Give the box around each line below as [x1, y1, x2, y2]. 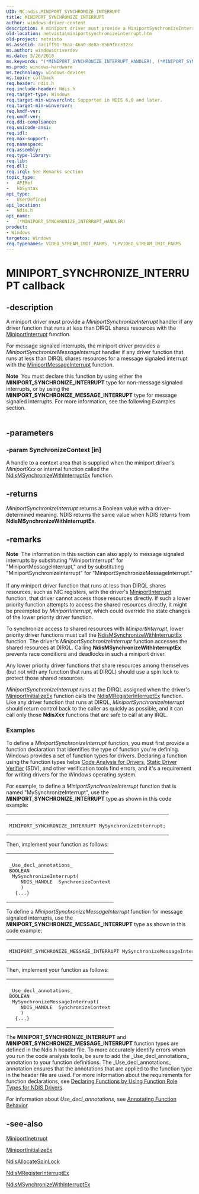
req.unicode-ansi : [6, 125, 52, 131]
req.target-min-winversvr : [6, 102, 73, 109]
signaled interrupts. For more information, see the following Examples [6, 398, 176, 405]
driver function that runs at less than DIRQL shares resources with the [6, 324, 176, 331]
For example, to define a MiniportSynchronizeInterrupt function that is [6, 782, 176, 789]
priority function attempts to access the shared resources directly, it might [6, 601, 188, 608]
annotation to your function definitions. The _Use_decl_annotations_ [6, 1059, 172, 1066]
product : [6, 224, 28, 230]
